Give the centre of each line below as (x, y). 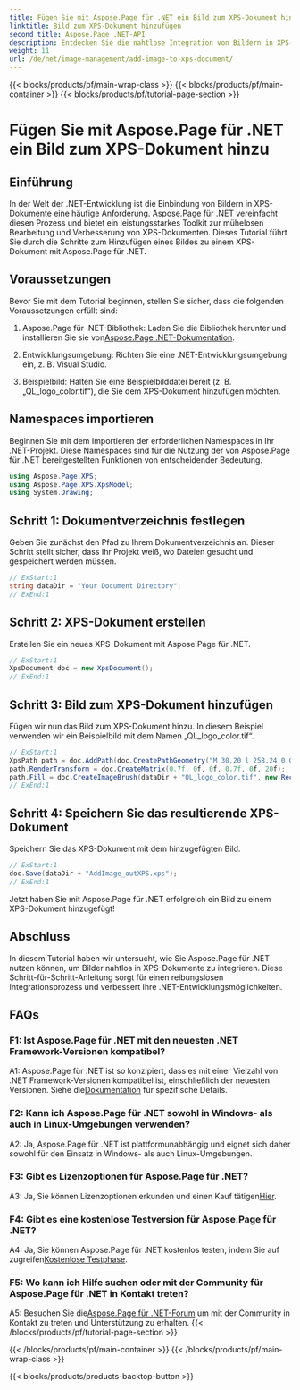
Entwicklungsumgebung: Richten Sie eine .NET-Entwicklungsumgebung (154, 354)
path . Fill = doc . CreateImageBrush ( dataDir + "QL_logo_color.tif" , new (143, 777)
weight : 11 (29, 51)
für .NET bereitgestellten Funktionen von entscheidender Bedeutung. (136, 460)
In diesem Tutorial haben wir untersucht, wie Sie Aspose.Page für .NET (140, 958)
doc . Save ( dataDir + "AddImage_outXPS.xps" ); (93, 874)
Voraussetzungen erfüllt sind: (63, 311)
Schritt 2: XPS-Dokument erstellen (108, 623)
